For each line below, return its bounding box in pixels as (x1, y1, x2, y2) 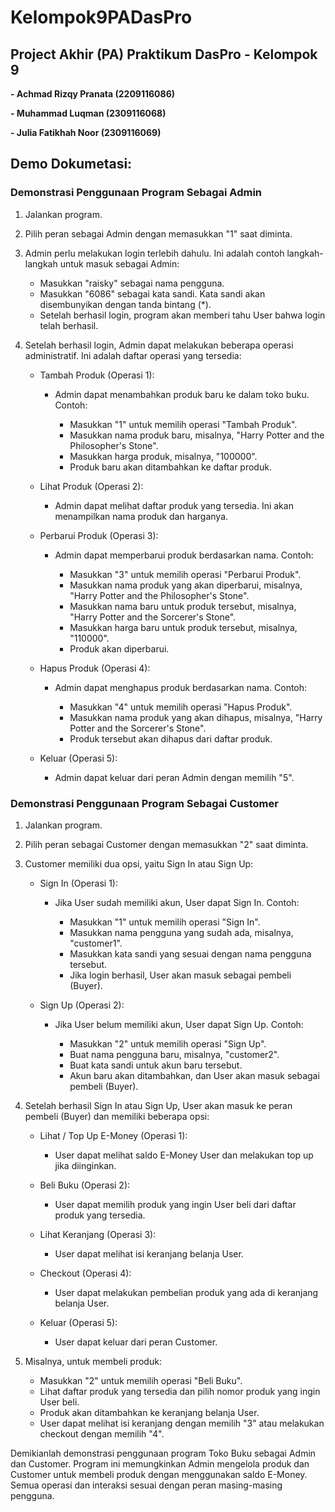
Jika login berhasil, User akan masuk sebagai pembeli (69, 969, 292, 981)
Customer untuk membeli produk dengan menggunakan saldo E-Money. (10, 1468, 308, 1480)
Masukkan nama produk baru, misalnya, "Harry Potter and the (69, 429, 325, 441)
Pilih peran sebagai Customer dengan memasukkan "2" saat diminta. (24, 838, 309, 850)
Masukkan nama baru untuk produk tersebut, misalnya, (69, 600, 297, 612)
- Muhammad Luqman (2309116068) (10, 107, 167, 119)
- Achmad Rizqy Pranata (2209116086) (10, 88, 176, 100)
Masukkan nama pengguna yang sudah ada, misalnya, (69, 926, 294, 938)
